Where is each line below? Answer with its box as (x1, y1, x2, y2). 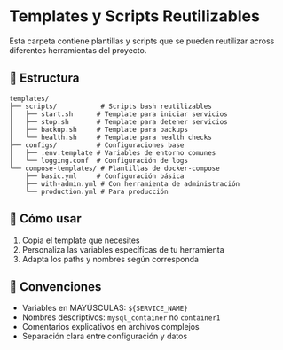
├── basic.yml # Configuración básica (25, 171, 185, 181)
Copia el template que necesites (21, 235, 140, 245)
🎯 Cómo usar (9, 211, 82, 227)
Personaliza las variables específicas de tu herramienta (21, 244, 224, 254)
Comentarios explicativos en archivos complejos (21, 322, 200, 332)
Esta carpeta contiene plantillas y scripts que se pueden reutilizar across (9, 35, 275, 46)
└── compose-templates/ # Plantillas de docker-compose (9, 164, 220, 173)
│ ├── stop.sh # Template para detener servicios (9, 117, 228, 126)
